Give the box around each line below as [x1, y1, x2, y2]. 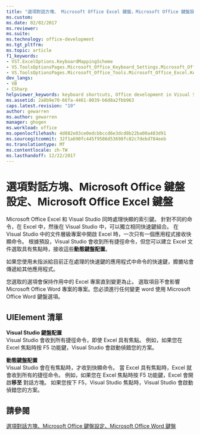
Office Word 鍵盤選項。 [6, 293, 64, 301]
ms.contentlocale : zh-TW [6, 147, 68, 153]
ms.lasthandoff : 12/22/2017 [6, 152, 76, 158]
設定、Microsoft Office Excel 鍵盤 [6, 195, 174, 208]
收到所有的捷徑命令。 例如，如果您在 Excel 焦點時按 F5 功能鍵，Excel [11, 371, 182, 378]
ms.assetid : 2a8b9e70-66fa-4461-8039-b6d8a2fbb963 [6, 97, 135, 103]
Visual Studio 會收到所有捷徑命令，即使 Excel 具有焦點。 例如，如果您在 [6, 337, 183, 344]
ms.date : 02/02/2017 [6, 20, 58, 26]
